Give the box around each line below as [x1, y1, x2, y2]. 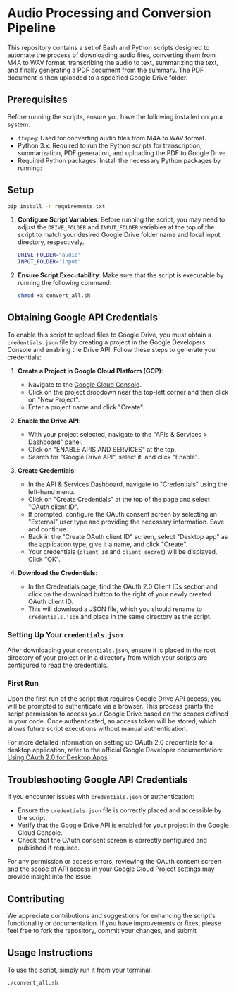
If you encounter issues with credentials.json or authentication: [7, 793, 195, 801]
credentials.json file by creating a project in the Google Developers [7, 337, 206, 347]
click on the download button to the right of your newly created [27, 589, 211, 598]
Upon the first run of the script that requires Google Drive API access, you [7, 694, 222, 703]
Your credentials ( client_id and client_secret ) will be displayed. [27, 547, 218, 555]
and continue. [27, 524, 68, 534]
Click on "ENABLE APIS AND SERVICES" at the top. [27, 445, 177, 453]
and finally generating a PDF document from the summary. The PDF [7, 66, 204, 74]
